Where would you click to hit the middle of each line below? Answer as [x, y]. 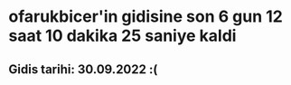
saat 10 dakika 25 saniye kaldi [122, 36]
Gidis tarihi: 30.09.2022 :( [83, 69]
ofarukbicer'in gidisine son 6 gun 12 [146, 17]
